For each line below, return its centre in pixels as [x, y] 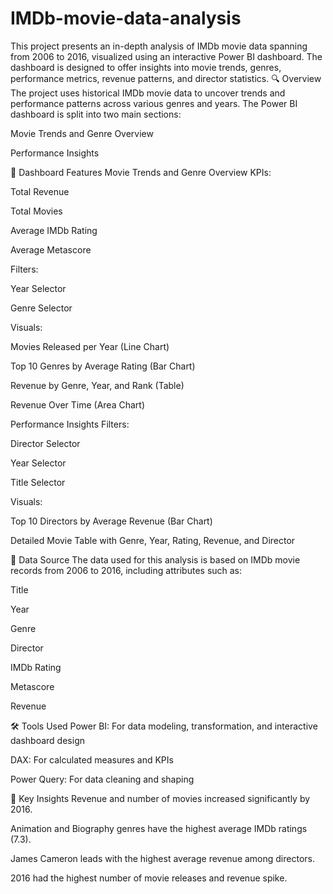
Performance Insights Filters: [70, 424]
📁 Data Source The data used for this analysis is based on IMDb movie [155, 559]
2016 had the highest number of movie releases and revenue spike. [149, 878]
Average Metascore [51, 249]
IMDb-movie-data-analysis [126, 18]
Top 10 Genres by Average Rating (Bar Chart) [103, 366]
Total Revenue [40, 191]
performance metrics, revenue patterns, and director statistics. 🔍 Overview [166, 78]
